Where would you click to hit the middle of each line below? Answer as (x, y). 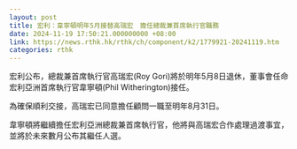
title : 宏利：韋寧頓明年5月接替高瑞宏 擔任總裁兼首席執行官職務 (114, 26)
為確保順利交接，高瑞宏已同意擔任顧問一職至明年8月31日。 (117, 106)
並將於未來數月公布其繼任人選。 (67, 136)
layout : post (33, 17)
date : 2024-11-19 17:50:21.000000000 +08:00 (93, 34)
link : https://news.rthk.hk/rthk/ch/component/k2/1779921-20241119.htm (144, 42)
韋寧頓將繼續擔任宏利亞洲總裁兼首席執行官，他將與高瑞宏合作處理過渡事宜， (149, 125)
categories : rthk (41, 50)
